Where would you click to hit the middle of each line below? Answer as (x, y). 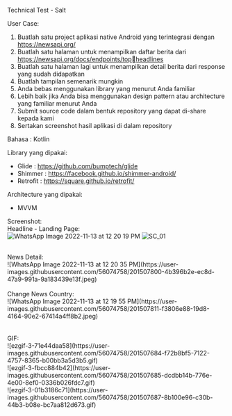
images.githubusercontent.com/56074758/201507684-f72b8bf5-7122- (109, 353)
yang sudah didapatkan (51, 74)
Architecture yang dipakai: (45, 194)
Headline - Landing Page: (44, 229)
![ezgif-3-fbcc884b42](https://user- (59, 368)
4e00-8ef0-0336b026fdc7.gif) (51, 383)
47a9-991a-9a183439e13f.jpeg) (52, 279)
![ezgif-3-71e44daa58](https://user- (59, 346)
